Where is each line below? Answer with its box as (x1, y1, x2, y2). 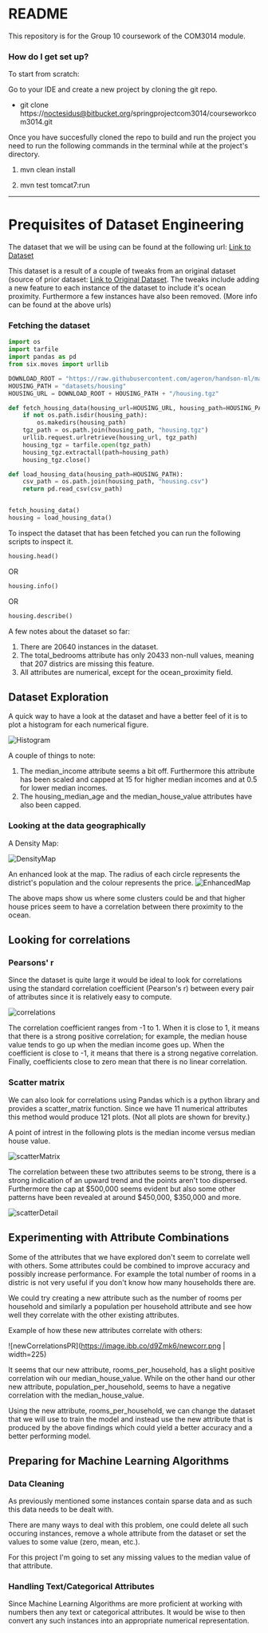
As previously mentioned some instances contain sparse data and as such (8, 1497, 253, 1506)
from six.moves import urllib (8, 361, 109, 369)
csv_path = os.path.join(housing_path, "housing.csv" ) (22, 478, 209, 486)
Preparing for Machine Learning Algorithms (8, 1454, 230, 1468)
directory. (8, 149, 40, 160)
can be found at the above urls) (8, 300, 112, 310)
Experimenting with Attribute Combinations (8, 1231, 230, 1244)
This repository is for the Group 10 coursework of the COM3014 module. (8, 31, 246, 41)
